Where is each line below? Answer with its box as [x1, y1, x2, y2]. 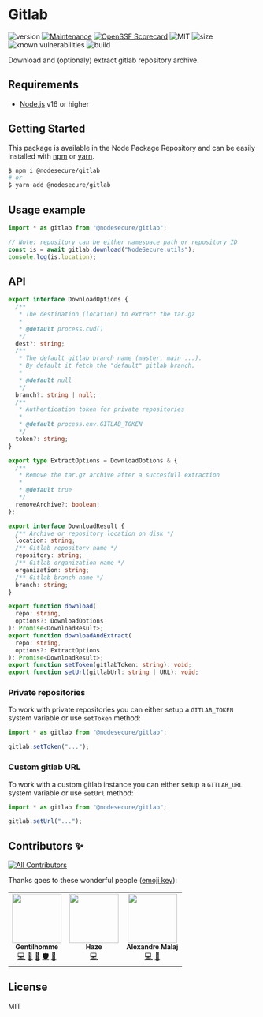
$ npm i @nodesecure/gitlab [8, 166, 101, 174]
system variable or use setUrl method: [8, 787, 134, 798]
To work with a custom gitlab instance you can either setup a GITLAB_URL [8, 780, 243, 789]
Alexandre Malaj [126, 943, 179, 952]
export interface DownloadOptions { [8, 296, 128, 304]
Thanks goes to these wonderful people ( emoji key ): [8, 876, 178, 885]
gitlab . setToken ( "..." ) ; [8, 743, 90, 751]
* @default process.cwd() [18, 325, 104, 333]
